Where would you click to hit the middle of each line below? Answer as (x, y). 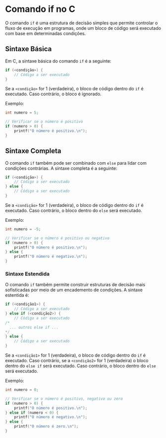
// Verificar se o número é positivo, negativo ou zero (64, 399)
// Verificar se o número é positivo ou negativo (57, 238)
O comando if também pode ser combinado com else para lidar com (76, 163)
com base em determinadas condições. (45, 33)
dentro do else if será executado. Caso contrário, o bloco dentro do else (81, 366)
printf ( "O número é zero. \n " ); (46, 427)
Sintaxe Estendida (28, 274)
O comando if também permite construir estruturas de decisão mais (75, 285)
